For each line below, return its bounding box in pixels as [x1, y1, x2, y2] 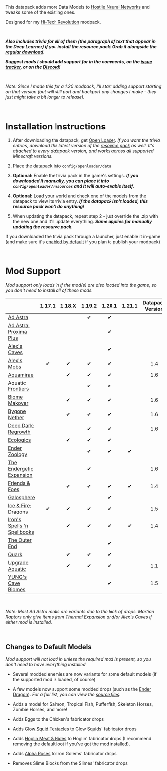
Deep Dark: [8, 422, 35, 429]
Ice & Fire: [8, 502, 32, 509]
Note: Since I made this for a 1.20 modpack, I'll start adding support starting [5, 83, 162, 89]
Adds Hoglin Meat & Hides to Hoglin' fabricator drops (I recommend [12, 735, 152, 741]
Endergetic [8, 465, 34, 472]
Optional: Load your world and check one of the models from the [12, 193, 147, 199]
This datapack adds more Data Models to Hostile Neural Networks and [5, 4, 150, 10]
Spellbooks [8, 528, 34, 535]
